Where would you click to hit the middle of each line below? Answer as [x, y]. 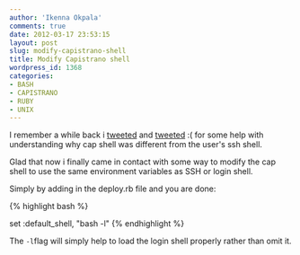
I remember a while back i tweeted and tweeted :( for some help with [137, 135]
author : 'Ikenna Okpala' [56, 18]
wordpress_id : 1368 [46, 68]
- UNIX [22, 110]
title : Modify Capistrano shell [70, 59]
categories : [31, 76]
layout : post [34, 43]
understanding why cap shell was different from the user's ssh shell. [136, 145]
